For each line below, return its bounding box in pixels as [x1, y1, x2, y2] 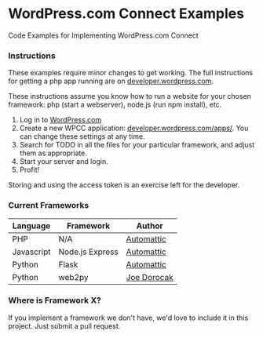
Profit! [19, 165, 40, 175]
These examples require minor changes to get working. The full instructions [8, 68, 254, 78]
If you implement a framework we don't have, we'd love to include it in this [8, 313, 249, 322]
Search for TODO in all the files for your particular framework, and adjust [19, 140, 255, 150]
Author [136, 220, 163, 231]
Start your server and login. [19, 157, 108, 166]
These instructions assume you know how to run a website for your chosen [8, 92, 251, 101]
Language [12, 220, 51, 231]
